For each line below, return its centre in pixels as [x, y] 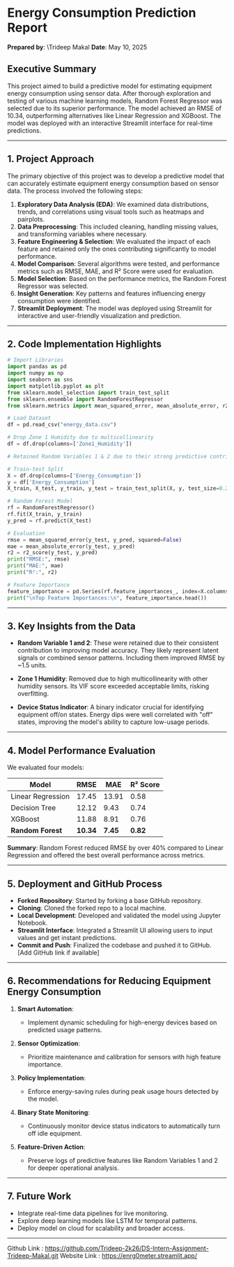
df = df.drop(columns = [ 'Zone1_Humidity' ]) [70, 444]
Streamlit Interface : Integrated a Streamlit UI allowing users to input [115, 930]
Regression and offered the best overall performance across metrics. [106, 855]
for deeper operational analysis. [73, 1168]
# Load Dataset [29, 418]
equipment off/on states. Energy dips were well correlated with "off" [115, 715]
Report [27, 28]
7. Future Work [39, 1196]
